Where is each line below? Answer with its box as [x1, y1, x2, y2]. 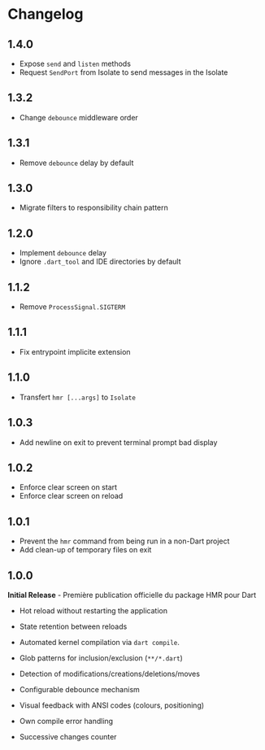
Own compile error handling [19, 716, 114, 726]
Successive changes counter [19, 731, 117, 741]
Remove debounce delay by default [19, 158, 134, 168]
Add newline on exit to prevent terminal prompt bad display [19, 437, 218, 447]
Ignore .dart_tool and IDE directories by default [19, 257, 181, 267]
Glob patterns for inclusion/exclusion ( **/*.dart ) [19, 652, 184, 663]
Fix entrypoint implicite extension [19, 347, 131, 356]
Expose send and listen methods [19, 59, 132, 68]
